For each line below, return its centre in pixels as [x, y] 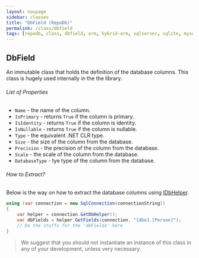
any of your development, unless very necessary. [81, 249]
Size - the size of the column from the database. [74, 142]
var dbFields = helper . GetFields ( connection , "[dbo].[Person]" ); [99, 220]
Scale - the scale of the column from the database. [77, 154]
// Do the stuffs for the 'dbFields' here [70, 225]
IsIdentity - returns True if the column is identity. [75, 123]
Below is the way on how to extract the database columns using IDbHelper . [98, 193]
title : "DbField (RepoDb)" [39, 23]
